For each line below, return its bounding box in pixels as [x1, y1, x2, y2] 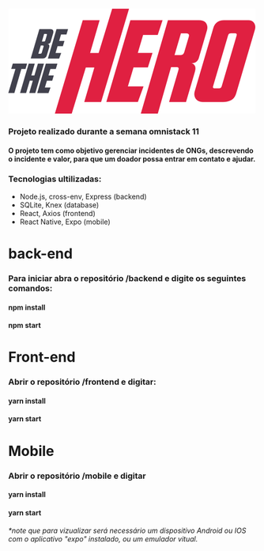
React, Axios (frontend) [19, 208, 96, 218]
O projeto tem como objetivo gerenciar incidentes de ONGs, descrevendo [8, 146, 255, 155]
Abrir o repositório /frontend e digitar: [8, 377, 157, 388]
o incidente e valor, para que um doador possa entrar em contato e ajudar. [8, 154, 256, 163]
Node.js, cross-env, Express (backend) [19, 192, 148, 201]
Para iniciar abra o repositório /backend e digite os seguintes [8, 272, 247, 283]
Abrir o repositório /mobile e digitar [8, 470, 146, 481]
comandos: [8, 283, 53, 294]
